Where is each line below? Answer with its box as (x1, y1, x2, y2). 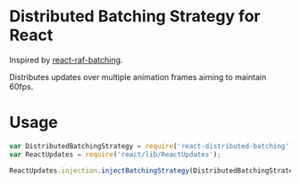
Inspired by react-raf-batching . (9, 54, 123, 65)
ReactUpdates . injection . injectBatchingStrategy (9, 166, 190, 175)
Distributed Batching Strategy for (9, 6, 261, 27)
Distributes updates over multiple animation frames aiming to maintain (9, 71, 267, 82)
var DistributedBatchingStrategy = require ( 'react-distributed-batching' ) (9, 141, 294, 150)
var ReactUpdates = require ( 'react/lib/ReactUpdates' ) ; (9, 149, 221, 159)
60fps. (9, 81, 34, 92)
